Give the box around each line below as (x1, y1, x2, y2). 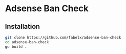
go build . (5, 44, 27, 49)
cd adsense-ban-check (5, 39, 49, 44)
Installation (5, 22, 40, 31)
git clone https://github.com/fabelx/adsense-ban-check (5, 35, 121, 40)
